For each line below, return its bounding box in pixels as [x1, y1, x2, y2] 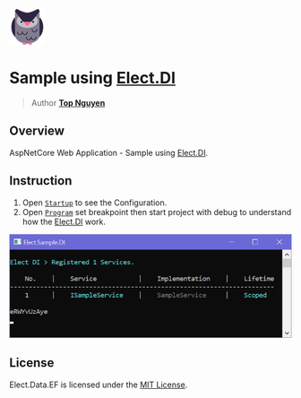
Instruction [9, 173, 73, 188]
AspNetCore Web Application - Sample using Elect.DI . [9, 147, 209, 158]
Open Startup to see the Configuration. [21, 197, 168, 208]
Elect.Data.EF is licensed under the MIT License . [9, 379, 188, 390]
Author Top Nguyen [30, 97, 106, 108]
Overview [9, 124, 65, 139]
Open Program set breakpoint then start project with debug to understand [21, 206, 292, 217]
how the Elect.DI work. [21, 216, 106, 227]
